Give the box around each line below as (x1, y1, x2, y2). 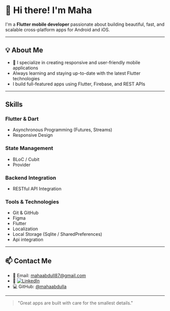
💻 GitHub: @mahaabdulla (12, 284, 67, 290)
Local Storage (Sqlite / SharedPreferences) (12, 231, 103, 237)
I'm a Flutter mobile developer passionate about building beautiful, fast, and (5, 21, 165, 27)
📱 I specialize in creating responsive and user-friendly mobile (12, 59, 141, 65)
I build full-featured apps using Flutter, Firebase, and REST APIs (12, 81, 146, 87)
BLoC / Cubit (12, 156, 39, 162)
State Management (5, 145, 54, 152)
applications (12, 65, 38, 71)
